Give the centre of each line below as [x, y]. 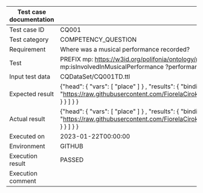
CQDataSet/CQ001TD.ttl [95, 77]
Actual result [27, 119]
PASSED [72, 160]
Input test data [30, 77]
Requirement [27, 49]
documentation [32, 19]
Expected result [32, 94]
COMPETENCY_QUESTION [98, 40]
